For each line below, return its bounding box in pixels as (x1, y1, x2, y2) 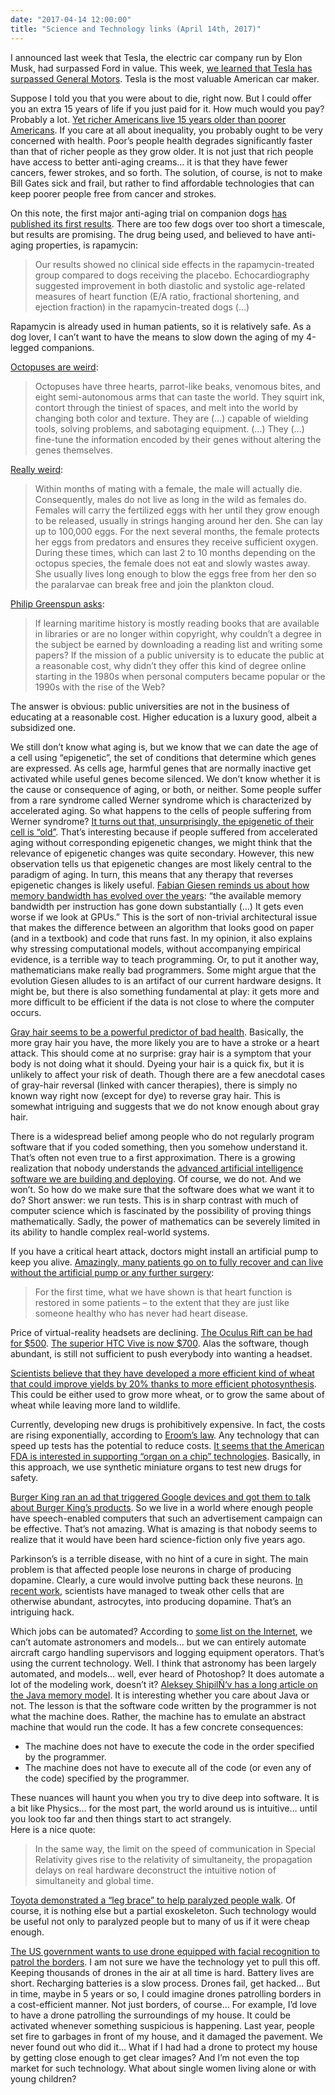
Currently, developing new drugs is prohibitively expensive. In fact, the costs (10, 1418, 326, 1430)
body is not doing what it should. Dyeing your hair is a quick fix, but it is (10, 1057, 305, 1070)
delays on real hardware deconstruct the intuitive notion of (34, 1864, 277, 1876)
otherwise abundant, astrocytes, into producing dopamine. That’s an (10, 1595, 292, 1607)
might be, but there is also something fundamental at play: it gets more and (10, 985, 320, 997)
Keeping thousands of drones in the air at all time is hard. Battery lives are (10, 1966, 315, 1978)
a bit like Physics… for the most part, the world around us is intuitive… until (10, 1802, 318, 1814)
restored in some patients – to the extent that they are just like (34, 1296, 290, 1308)
